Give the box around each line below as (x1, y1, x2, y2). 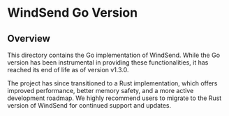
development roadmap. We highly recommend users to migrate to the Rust (7, 94, 222, 102)
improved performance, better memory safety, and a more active (7, 87, 194, 94)
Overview (7, 33, 51, 44)
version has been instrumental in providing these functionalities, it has (7, 58, 209, 67)
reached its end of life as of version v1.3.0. (7, 66, 129, 74)
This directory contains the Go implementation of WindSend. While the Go (7, 51, 221, 59)
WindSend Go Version (7, 5, 138, 21)
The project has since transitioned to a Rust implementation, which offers (7, 79, 218, 88)
